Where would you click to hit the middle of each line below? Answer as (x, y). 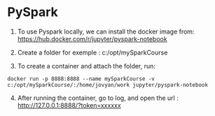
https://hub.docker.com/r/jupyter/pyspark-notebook (92, 38)
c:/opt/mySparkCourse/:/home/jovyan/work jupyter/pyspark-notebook (108, 85)
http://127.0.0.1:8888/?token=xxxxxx (69, 105)
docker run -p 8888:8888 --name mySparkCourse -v (81, 79)
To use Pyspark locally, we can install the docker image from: (106, 31)
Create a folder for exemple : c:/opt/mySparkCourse (92, 52)
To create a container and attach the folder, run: (86, 66)
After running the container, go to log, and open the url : (98, 98)
